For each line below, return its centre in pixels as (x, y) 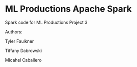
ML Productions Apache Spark (68, 9)
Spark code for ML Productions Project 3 (46, 22)
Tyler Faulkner (20, 41)
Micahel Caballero (23, 60)
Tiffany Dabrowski (23, 50)
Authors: (14, 32)
